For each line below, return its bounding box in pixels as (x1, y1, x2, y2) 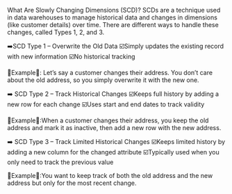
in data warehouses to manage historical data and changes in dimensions (7, 13, 217, 22)
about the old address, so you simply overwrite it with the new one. (7, 76, 199, 84)
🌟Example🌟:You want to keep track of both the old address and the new (7, 172, 213, 179)
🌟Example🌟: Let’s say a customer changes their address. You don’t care (7, 69, 213, 76)
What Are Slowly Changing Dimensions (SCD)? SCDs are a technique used (7, 6, 221, 14)
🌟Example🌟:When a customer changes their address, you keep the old (7, 116, 209, 124)
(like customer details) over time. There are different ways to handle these (7, 21, 219, 29)
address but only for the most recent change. (7, 179, 137, 187)
